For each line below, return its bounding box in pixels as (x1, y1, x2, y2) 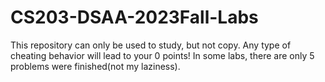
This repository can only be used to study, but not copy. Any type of (10, 39, 292, 51)
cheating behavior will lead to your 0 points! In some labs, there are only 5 (10, 49, 315, 61)
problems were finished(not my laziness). (10, 60, 181, 72)
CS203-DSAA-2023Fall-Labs (10, 6, 259, 29)
